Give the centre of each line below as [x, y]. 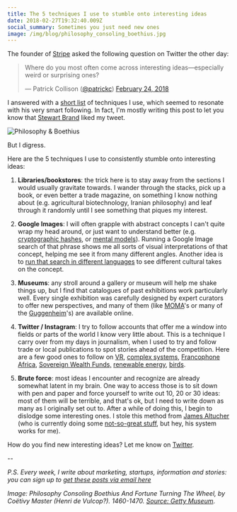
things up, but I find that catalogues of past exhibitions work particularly [122, 291]
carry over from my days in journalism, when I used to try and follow [117, 342]
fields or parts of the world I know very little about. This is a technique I [121, 335]
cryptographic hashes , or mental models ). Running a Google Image [115, 239]
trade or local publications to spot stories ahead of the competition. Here [123, 350]
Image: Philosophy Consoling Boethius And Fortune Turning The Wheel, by [116, 494]
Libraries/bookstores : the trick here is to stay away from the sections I [121, 180]
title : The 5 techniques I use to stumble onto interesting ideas [107, 14]
